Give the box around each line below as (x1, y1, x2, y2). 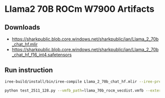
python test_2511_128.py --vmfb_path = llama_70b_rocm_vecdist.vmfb (4, 88, 144, 93)
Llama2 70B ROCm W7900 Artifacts (4, 3, 155, 15)
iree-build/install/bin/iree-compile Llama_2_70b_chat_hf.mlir (4, 79, 137, 84)
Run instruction (4, 66, 53, 74)
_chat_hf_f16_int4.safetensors (11, 52, 72, 58)
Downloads (4, 23, 40, 32)
